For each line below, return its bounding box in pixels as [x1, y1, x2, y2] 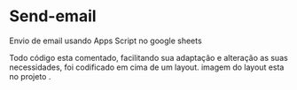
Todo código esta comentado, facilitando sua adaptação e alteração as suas [9, 52, 288, 63]
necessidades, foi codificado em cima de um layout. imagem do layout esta [9, 62, 285, 72]
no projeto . [9, 71, 51, 81]
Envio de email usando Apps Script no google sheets [9, 35, 202, 46]
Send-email [9, 6, 97, 26]
